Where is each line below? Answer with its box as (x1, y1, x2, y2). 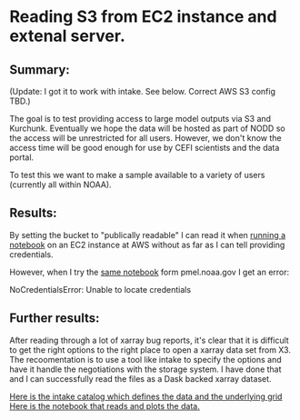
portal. (9, 152, 35, 163)
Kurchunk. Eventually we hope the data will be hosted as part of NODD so (9, 123, 285, 134)
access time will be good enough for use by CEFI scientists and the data (9, 143, 280, 153)
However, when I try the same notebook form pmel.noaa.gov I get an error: (9, 266, 290, 277)
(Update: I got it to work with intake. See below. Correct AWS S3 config (9, 86, 275, 96)
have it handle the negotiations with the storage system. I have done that (9, 364, 282, 375)
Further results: (9, 311, 100, 326)
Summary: (9, 62, 70, 77)
